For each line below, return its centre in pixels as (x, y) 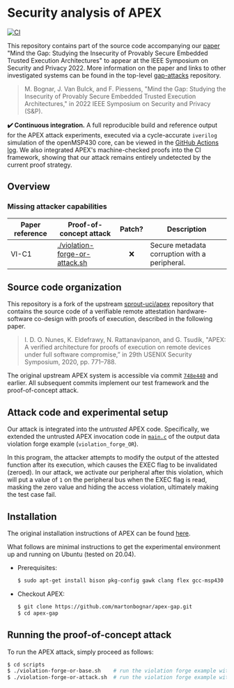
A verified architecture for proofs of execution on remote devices (117, 347)
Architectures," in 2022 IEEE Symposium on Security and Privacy (117, 103)
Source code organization (64, 287)
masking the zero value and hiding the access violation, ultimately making (113, 487)
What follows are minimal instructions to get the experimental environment (114, 547)
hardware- (192, 311)
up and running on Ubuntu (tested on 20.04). (72, 554)
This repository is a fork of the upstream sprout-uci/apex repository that (110, 304)
